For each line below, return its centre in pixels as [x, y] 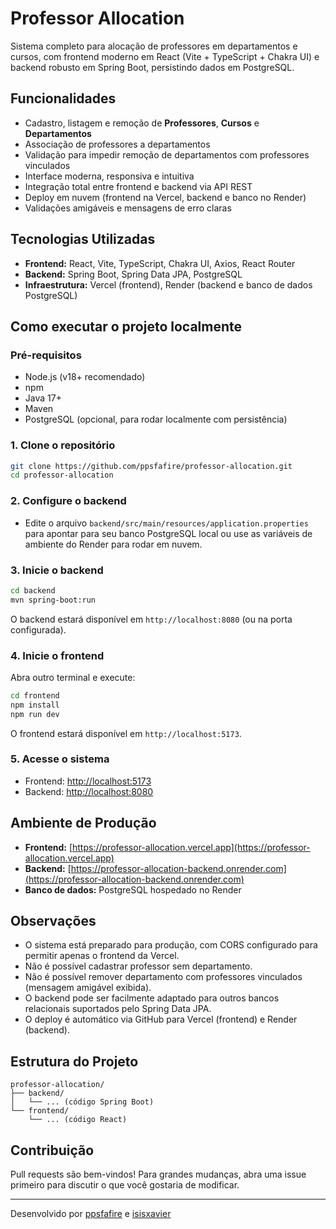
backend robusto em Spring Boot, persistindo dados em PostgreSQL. [152, 67]
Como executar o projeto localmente [126, 326]
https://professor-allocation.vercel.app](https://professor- [191, 847]
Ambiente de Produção [83, 823]
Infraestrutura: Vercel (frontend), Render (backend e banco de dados [168, 284]
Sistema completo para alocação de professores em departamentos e [154, 46]
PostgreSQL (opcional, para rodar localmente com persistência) [156, 419]
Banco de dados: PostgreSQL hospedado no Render [133, 889]
